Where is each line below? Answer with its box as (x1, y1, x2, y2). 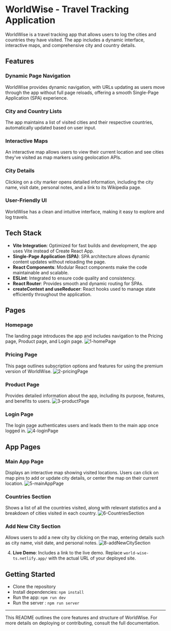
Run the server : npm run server (12, 600, 80, 606)
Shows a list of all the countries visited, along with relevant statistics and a (5, 505, 161, 511)
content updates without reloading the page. (12, 259, 106, 265)
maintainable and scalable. (12, 269, 69, 275)
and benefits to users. (5, 398, 51, 404)
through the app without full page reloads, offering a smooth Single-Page (5, 89, 159, 96)
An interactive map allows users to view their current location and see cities (5, 149, 164, 155)
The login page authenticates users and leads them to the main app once (5, 423, 159, 429)
